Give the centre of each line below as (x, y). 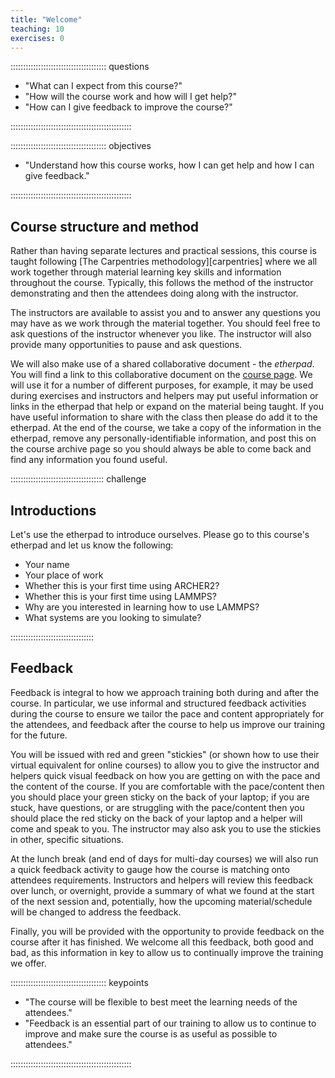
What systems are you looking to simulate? (113, 617)
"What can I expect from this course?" (103, 86)
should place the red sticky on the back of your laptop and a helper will (156, 818)
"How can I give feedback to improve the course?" (128, 107)
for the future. (39, 735)
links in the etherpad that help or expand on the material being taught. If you (167, 407)
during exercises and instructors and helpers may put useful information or (164, 396)
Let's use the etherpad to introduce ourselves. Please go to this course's (160, 534)
